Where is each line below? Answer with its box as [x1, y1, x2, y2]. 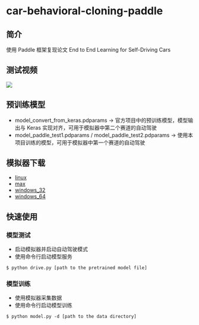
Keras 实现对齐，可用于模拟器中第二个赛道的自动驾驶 [26, 124, 157, 131]
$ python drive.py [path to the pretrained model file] [6, 265, 147, 271]
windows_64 [14, 193, 46, 200]
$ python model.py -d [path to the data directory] [6, 314, 137, 320]
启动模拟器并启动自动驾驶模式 [14, 245, 88, 253]
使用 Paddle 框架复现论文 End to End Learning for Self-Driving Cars [6, 46, 171, 53]
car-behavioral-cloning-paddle [6, 4, 163, 18]
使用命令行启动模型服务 [14, 253, 72, 260]
